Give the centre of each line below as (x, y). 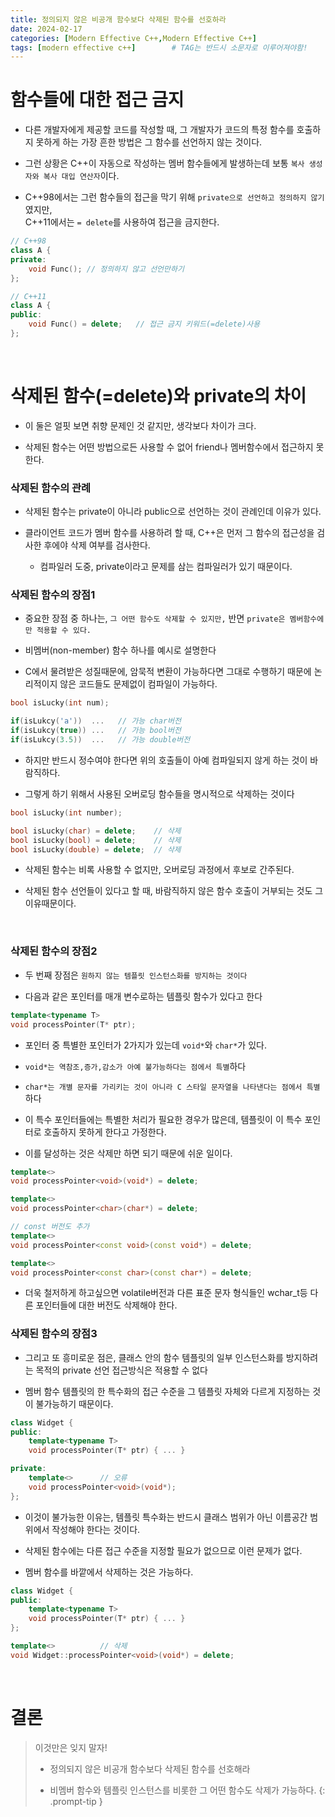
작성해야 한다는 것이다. (96, 1529)
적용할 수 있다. (64, 631)
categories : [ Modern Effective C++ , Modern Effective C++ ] (133, 38)
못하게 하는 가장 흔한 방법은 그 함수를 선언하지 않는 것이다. (149, 142)
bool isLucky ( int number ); (66, 812)
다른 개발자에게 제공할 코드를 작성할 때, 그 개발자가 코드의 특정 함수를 (159, 130)
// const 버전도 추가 (50, 1227)
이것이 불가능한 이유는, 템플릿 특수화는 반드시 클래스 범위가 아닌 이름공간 (166, 1517)
